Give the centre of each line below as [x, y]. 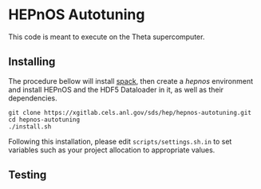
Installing [32, 62]
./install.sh [30, 126]
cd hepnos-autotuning [44, 120]
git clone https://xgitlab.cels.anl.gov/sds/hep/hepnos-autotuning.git [130, 112]
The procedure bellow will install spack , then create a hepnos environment [131, 81]
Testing [28, 175]
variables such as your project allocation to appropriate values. [112, 150]
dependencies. [33, 98]
